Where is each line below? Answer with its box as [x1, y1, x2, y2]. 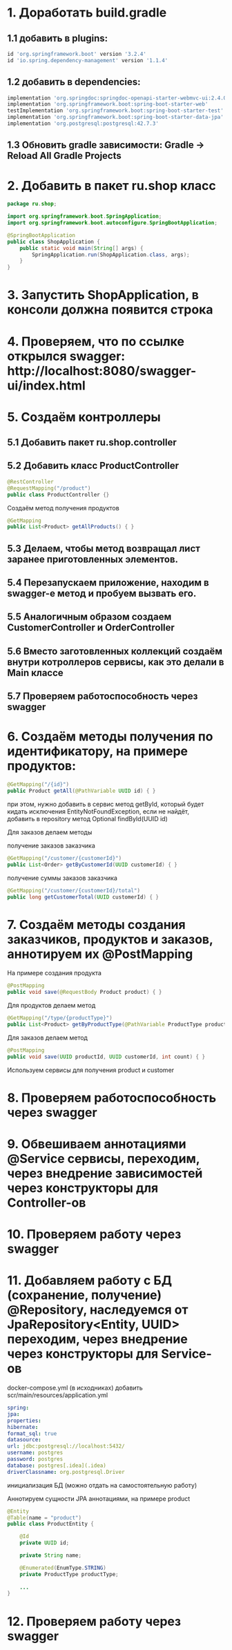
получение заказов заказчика [7, 841, 95, 850]
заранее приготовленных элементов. [7, 553, 178, 565]
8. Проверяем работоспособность [7, 1090, 216, 1106]
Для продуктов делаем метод [7, 1001, 96, 1010]
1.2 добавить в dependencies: [7, 76, 141, 88]
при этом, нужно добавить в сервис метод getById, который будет [7, 800, 204, 808]
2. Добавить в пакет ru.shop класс [7, 178, 216, 193]
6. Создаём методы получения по [7, 729, 213, 745]
